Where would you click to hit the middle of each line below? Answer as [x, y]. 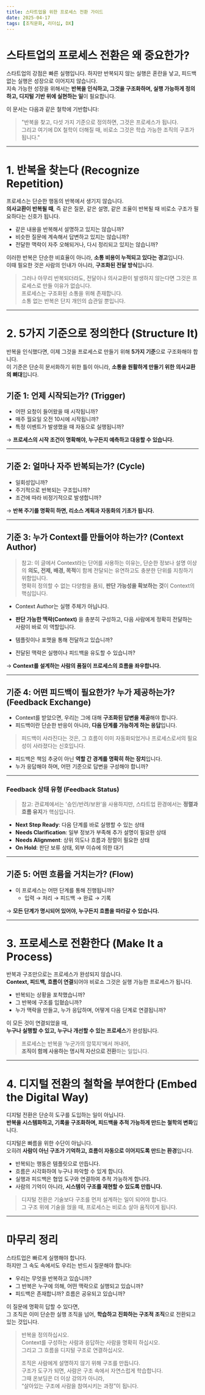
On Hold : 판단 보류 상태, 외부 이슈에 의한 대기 [69, 847]
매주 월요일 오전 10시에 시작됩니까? [57, 419]
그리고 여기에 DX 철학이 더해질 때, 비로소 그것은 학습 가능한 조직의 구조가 [108, 130]
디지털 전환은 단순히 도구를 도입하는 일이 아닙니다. [66, 1115]
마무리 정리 [32, 1240]
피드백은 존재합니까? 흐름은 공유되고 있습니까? [70, 1294]
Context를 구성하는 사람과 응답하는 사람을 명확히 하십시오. [91, 1343]
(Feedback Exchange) [49, 702]
